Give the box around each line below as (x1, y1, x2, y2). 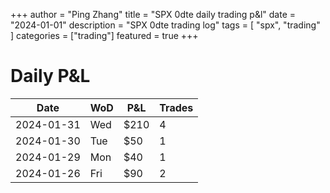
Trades (159, 100, 194, 114)
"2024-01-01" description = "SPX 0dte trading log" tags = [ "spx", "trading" (10, 19, 321, 31)
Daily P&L (10, 65, 91, 88)
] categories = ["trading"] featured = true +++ (10, 30, 199, 41)
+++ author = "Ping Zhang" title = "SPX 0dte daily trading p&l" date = (10, 9, 296, 20)
